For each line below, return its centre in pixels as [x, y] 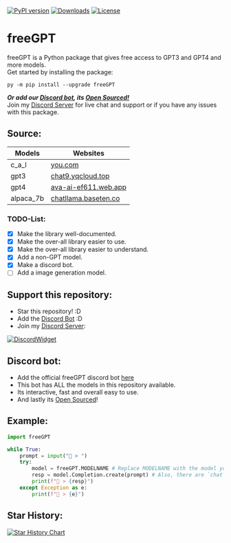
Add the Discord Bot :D [49, 319]
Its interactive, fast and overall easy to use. [78, 392]
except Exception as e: [54, 488]
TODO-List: [26, 219]
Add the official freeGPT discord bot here [75, 378]
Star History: [35, 516]
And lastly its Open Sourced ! [57, 400]
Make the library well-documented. [67, 234]
